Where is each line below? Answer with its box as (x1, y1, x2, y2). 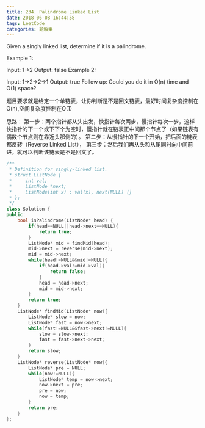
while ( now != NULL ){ (28, 371, 75, 377)
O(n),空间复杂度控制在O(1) (6, 105, 72, 112)
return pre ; (28, 404, 59, 411)
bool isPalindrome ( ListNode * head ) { (17, 217, 113, 223)
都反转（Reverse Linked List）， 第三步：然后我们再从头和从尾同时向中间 (6, 141, 188, 148)
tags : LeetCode (6, 20, 45, 26)
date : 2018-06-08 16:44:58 (6, 15, 75, 21)
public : (6, 212, 26, 218)
